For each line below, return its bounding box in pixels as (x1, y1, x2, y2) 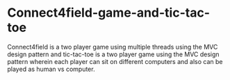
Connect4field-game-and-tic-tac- (7, 5, 211, 21)
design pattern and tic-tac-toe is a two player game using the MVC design (7, 50, 220, 58)
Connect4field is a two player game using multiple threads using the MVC (7, 42, 218, 51)
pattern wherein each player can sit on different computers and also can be (7, 57, 224, 65)
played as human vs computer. (7, 65, 95, 73)
